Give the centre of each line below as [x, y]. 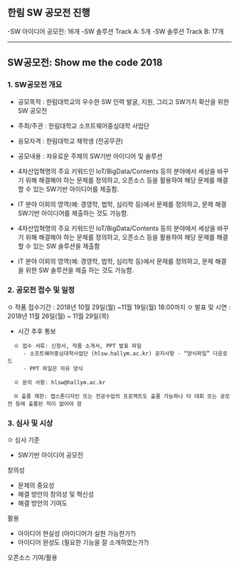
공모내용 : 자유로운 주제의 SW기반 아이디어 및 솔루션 [90, 156]
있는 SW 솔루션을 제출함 [67, 246]
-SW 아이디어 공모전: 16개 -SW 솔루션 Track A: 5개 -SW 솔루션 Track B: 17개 [116, 31]
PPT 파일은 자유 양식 [56, 368]
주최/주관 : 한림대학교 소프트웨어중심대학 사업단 [84, 125]
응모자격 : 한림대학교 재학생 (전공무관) [70, 140]
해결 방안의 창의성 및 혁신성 [56, 495]
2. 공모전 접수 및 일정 [41, 290]
